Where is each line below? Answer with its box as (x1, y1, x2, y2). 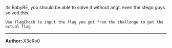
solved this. (5, 10, 30, 16)
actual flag (5, 24, 31, 29)
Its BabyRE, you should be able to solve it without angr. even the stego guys (5, 5, 165, 10)
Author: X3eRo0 (5, 38, 40, 44)
